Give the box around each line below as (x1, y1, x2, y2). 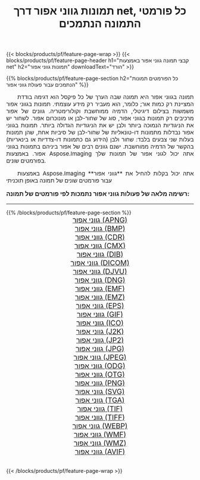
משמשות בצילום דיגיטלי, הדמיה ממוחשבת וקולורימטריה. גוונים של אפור (6, 107, 194, 115)
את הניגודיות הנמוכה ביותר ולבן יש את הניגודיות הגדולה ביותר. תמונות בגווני (6, 121, 194, 130)
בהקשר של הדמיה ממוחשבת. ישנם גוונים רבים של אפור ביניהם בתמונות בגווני (6, 143, 194, 150)
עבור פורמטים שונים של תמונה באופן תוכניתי (6, 177, 112, 184)
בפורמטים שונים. (6, 157, 46, 165)
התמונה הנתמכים (58, 17, 142, 30)
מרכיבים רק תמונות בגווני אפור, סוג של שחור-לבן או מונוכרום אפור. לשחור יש (6, 115, 194, 122)
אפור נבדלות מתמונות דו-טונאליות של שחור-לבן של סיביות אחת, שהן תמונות (6, 128, 194, 137)
